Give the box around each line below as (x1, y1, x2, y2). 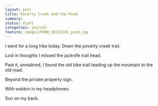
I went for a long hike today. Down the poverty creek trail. (5, 43, 121, 49)
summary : (5, 16, 23, 21)
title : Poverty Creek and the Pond (5, 12, 78, 17)
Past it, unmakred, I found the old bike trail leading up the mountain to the (5, 62, 153, 68)
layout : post (5, 7, 32, 12)
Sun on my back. (5, 95, 39, 101)
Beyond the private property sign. (5, 76, 73, 82)
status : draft (5, 20, 34, 26)
